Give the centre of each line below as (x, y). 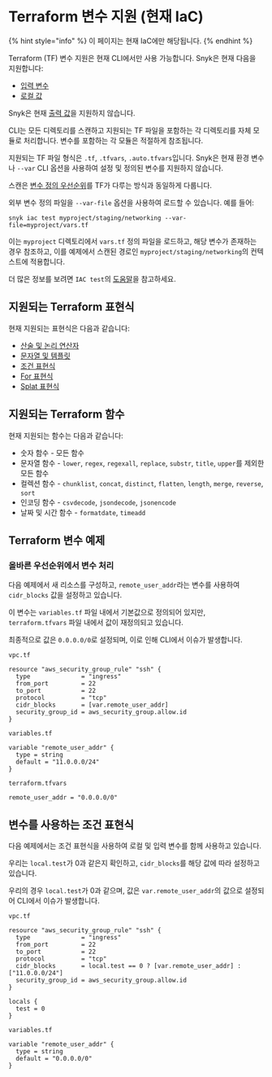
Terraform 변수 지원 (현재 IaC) (106, 17)
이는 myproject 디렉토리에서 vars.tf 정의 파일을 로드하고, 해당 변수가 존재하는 (133, 241)
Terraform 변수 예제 (57, 540)
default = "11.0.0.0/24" (58, 762)
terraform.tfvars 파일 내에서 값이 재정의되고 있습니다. (96, 623)
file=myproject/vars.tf (49, 225)
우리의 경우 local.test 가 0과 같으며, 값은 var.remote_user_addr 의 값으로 (126, 891)
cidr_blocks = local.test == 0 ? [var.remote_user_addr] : (129, 966)
